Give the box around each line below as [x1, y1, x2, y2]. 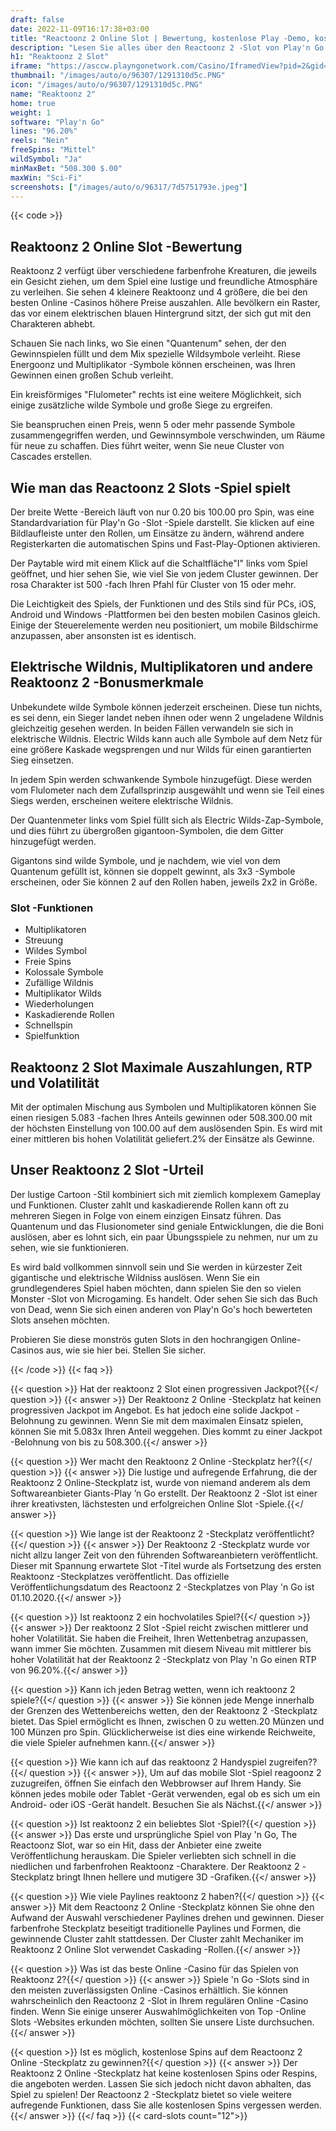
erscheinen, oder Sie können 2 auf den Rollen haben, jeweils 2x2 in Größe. [10, 876, 318, 888]
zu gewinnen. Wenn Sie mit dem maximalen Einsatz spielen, [56, 1414, 304, 1426]
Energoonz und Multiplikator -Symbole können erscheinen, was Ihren [10, 359, 296, 371]
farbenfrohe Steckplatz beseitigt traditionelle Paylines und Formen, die [10, 1922, 302, 1934]
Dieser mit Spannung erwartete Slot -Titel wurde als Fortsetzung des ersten [10, 1559, 322, 1571]
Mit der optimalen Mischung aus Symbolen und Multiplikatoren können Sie [10, 1101, 317, 1113]
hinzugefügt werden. [10, 835, 97, 847]
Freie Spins [24, 956, 72, 968]
